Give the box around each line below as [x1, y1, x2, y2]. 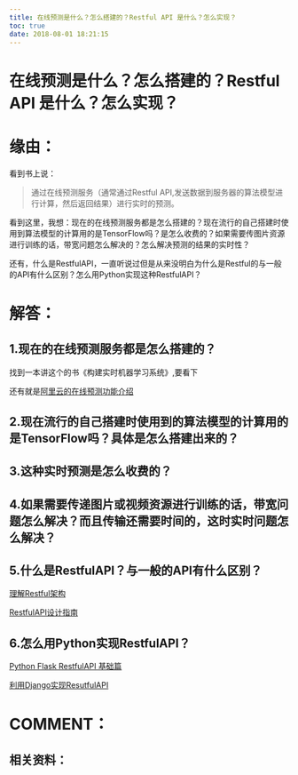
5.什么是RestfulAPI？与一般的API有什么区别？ [9, 563, 263, 579]
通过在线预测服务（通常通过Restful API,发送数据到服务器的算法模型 [30, 187, 276, 197]
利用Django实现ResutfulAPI [9, 680, 109, 691]
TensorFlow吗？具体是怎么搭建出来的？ [20, 430, 239, 445]
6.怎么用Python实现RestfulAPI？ [9, 635, 191, 651]
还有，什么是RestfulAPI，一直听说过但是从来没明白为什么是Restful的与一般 [9, 258, 282, 268]
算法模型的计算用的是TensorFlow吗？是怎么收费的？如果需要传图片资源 [24, 228, 286, 238]
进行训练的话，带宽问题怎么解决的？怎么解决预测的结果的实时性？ [9, 239, 250, 250]
